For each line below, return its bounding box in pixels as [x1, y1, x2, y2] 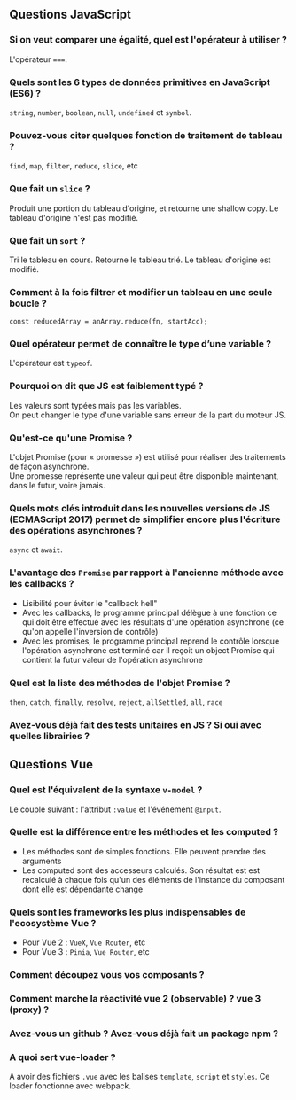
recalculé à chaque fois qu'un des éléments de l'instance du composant [21, 874, 285, 885]
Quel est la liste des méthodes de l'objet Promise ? [9, 676, 230, 689]
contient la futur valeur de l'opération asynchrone [21, 654, 204, 665]
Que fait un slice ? [9, 183, 90, 195]
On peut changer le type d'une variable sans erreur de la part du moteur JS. [9, 410, 286, 420]
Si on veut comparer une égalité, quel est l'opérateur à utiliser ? [9, 34, 288, 46]
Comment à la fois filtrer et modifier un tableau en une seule [9, 285, 273, 298]
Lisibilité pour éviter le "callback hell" [21, 597, 158, 608]
